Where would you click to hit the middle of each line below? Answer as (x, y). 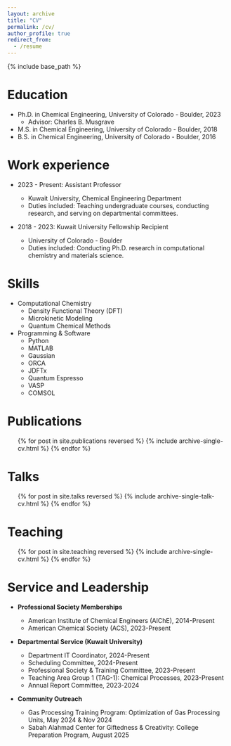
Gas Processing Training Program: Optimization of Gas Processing (124, 712)
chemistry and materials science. (76, 255)
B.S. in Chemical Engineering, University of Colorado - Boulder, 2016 (117, 136)
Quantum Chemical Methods (69, 326)
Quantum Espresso (55, 378)
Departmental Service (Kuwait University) (80, 641)
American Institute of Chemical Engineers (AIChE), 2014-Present (121, 620)
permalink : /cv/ (31, 27)
